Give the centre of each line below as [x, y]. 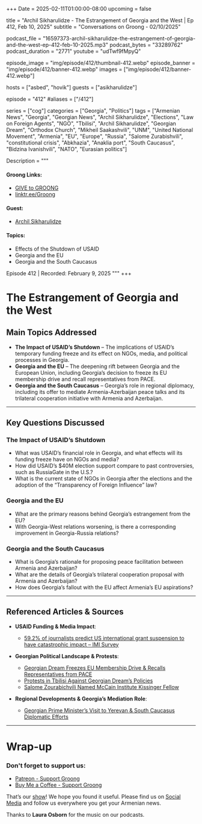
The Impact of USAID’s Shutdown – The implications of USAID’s [94, 347]
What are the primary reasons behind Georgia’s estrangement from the [103, 514]
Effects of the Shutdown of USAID [57, 249]
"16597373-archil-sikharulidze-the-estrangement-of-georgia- [119, 38]
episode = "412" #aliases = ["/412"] [50, 99]
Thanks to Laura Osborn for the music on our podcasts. [75, 815]
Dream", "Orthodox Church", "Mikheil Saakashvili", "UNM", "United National [100, 130]
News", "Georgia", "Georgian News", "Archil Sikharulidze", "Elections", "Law [100, 117]
